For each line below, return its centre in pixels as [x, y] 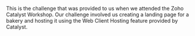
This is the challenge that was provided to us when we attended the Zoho [95, 8]
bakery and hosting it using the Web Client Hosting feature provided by [92, 21]
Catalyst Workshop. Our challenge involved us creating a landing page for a [97, 15]
